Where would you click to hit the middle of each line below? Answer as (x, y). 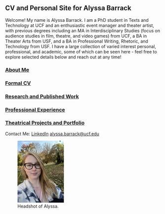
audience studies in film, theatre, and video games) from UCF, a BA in (76, 36)
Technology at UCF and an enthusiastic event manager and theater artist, (80, 25)
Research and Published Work (42, 96)
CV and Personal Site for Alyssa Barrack (68, 8)
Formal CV (18, 83)
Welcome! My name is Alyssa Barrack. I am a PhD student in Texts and (77, 20)
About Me (17, 70)
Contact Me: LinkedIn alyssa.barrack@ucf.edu (52, 134)
